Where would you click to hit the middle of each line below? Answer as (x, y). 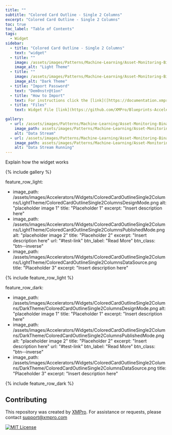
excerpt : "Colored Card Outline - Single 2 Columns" (63, 19)
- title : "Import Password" (40, 86)
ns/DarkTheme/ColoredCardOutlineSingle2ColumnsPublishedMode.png (89, 336)
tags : (11, 34)
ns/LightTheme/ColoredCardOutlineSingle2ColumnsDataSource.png (85, 262)
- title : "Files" (28, 105)
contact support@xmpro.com (36, 417)
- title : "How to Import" (38, 96)
